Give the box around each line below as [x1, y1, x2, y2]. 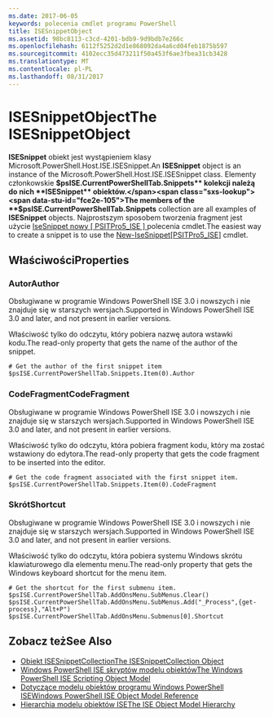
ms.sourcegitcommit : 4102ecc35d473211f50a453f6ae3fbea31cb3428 [8, 50, 228, 58]
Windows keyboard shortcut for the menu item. [8, 568, 167, 578]
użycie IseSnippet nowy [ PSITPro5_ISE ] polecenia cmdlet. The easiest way [8, 221, 262, 231]
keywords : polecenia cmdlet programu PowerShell [8, 20, 177, 28]
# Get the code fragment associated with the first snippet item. [8, 473, 239, 482]
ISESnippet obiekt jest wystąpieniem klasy [8, 152, 152, 161]
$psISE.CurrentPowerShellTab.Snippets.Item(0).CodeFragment [8, 480, 218, 489]
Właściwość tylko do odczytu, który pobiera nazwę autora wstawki [8, 329, 234, 339]
